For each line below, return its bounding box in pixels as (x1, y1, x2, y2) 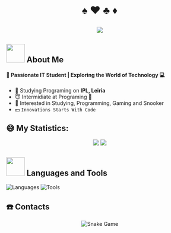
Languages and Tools (26, 168, 108, 178)
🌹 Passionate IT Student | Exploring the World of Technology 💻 (6, 72, 165, 79)
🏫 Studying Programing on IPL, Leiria (14, 87, 106, 94)
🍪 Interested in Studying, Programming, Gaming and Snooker (14, 99, 164, 107)
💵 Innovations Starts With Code (14, 106, 96, 113)
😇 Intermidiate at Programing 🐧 (14, 93, 92, 100)
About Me (26, 55, 64, 65)
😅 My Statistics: (6, 123, 69, 133)
